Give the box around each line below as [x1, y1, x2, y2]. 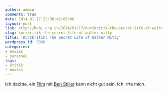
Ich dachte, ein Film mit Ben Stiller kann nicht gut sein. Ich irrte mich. [5, 81, 146, 87]
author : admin [5, 7, 35, 12]
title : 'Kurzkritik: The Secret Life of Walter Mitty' [5, 35, 121, 40]
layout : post [5, 21, 32, 26]
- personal [5, 53, 28, 59]
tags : [5, 58, 16, 63]
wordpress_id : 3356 [5, 40, 46, 45]
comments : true [5, 12, 37, 17]
